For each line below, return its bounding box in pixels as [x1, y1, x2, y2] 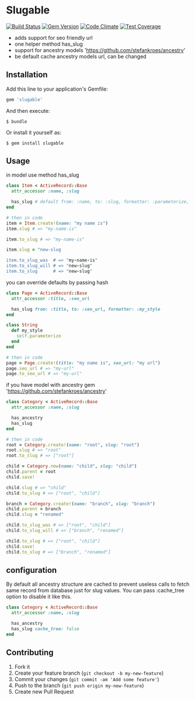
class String [6, 322, 38, 328]
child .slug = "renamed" [6, 511, 64, 518]
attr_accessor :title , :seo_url [11, 295, 90, 301]
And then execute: [6, 107, 50, 114]
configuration [6, 565, 57, 575]
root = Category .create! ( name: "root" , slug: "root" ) [6, 442, 140, 448]
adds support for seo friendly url [14, 34, 93, 41]
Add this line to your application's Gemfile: [6, 85, 108, 92]
